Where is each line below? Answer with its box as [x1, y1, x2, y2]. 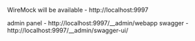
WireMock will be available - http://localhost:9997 [7, 6, 149, 14]
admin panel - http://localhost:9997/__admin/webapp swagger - [7, 19, 189, 27]
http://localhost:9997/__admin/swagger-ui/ [7, 27, 129, 34]
